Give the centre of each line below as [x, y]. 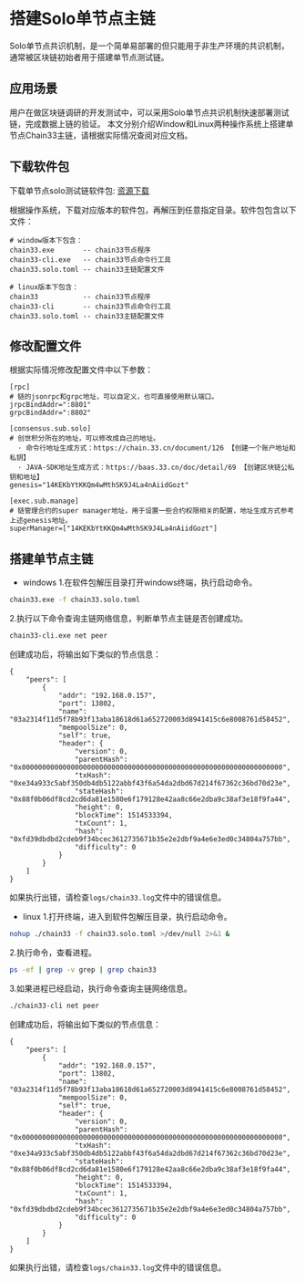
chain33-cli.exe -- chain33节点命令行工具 [90, 260]
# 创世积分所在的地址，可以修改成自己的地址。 [85, 439]
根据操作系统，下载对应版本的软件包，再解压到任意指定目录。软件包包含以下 [153, 210]
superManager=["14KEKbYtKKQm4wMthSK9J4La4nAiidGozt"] [114, 529]
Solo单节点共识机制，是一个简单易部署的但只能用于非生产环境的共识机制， [149, 46]
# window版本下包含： [46, 240]
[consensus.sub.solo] [51, 429]
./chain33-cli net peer [55, 1006]
